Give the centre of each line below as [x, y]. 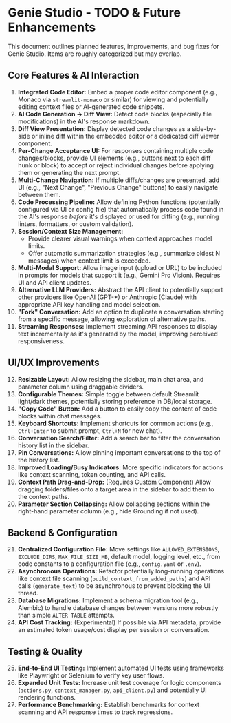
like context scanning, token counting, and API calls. [92, 474]
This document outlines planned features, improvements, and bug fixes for [113, 46]
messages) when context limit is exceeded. [89, 261]
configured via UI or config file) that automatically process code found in [121, 209]
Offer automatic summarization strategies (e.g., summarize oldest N [124, 253]
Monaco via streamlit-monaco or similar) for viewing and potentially [113, 99]
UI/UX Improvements [54, 363]
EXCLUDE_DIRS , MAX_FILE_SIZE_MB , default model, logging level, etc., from [119, 557]
